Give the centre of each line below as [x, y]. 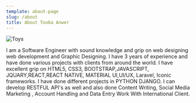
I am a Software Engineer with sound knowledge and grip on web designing [97, 50]
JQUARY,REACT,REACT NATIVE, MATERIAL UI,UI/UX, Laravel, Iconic [89, 75]
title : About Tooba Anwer [37, 22]
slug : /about [22, 17]
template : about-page [32, 11]
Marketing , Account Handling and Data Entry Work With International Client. [98, 94]
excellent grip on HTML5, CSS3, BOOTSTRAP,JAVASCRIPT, [78, 69]
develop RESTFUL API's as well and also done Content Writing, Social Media [98, 88]
